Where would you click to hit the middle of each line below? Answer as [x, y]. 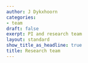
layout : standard [28, 40]
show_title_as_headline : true [44, 46]
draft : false [23, 28]
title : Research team [33, 51]
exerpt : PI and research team [44, 34]
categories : [21, 17]
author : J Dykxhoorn [32, 12]
